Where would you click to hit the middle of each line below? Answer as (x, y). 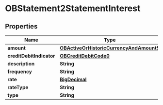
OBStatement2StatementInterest (73, 8)
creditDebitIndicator (31, 56)
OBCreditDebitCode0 (85, 56)
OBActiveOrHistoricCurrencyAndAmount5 (110, 48)
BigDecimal (73, 79)
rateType (18, 87)
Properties (21, 26)
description (21, 64)
